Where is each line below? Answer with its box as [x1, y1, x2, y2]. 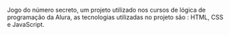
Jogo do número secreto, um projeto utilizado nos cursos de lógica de [7, 6, 206, 14]
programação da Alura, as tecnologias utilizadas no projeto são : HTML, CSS [7, 13, 224, 21]
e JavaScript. [7, 21, 45, 28]
